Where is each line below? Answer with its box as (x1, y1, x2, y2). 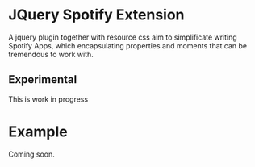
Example (8, 123, 68, 140)
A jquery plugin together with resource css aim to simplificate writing (8, 32, 238, 42)
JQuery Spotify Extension (8, 6, 185, 24)
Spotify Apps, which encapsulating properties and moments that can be (8, 40, 248, 50)
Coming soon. (8, 149, 55, 159)
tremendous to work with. (8, 49, 94, 59)
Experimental (8, 73, 77, 86)
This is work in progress (8, 94, 89, 104)
